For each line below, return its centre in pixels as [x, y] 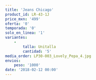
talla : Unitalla [39, 47]
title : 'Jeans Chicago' [30, 10]
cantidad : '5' [37, 51]
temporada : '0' [21, 28]
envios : [13, 61]
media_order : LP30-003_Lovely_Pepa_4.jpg [48, 56]
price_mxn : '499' [23, 19]
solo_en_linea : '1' [25, 33]
